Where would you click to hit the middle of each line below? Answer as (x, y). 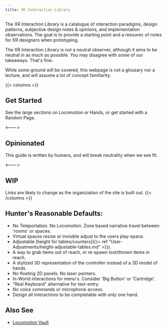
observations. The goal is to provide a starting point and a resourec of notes (83, 34)
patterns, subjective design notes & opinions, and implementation (72, 29)
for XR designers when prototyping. (42, 40)
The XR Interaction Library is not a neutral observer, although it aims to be (81, 49)
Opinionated (25, 143)
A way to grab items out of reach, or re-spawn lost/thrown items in (81, 252)
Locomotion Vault (30, 322)
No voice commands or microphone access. (58, 289)
